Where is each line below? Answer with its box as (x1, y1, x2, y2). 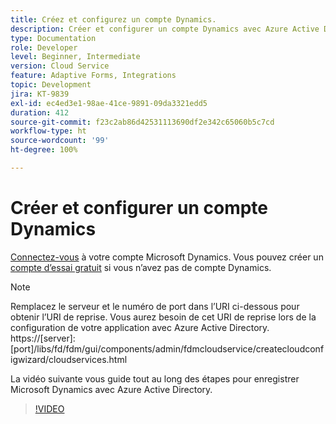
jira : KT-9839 (10, 89, 70, 99)
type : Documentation (10, 33, 97, 43)
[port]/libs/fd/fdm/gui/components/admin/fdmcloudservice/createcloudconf (10, 342, 325, 355)
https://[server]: (10, 332, 76, 344)
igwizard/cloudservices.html (10, 353, 128, 365)
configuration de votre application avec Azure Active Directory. (10, 321, 270, 333)
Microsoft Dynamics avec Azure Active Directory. (10, 383, 213, 395)
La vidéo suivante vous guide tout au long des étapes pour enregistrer (10, 372, 300, 385)
